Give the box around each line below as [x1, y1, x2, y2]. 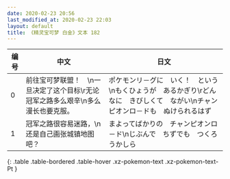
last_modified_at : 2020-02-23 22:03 [7, 16, 112, 23]
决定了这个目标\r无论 [32, 86, 100, 96]
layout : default [7, 23, 53, 29]
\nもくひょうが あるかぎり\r [108, 86, 203, 96]
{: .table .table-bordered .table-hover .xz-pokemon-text [7, 158, 164, 166]
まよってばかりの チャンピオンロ [108, 119, 218, 128]
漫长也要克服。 [25, 107, 74, 116]
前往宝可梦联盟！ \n [25, 76, 94, 85]
